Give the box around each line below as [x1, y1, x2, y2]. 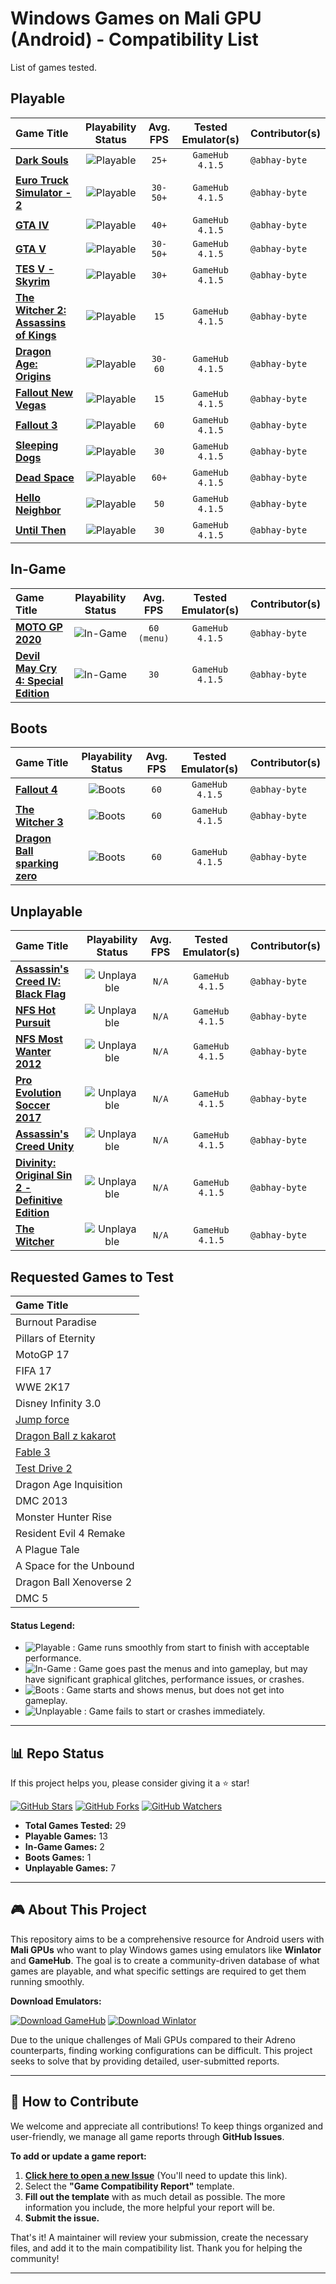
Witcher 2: [15, 303, 67, 317]
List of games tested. [10, 61, 98, 73]
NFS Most [15, 1032, 63, 1046]
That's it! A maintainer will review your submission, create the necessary [10, 2231, 309, 2243]
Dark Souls [15, 153, 69, 167]
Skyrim [15, 274, 51, 288]
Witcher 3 [15, 815, 64, 829]
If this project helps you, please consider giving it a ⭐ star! [10, 1777, 250, 1789]
